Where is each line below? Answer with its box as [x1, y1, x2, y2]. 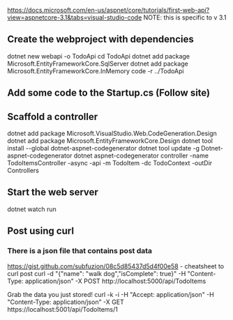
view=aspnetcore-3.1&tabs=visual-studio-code [7, 13, 142, 22]
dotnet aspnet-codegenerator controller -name [73, 151, 209, 160]
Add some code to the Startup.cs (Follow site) [7, 87, 211, 99]
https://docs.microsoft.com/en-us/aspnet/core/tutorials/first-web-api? [7, 6, 210, 14]
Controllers [7, 167, 40, 175]
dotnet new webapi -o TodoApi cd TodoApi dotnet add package [7, 52, 190, 60]
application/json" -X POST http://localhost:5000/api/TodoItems [24, 277, 206, 285]
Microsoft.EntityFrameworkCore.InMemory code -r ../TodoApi [7, 66, 184, 75]
